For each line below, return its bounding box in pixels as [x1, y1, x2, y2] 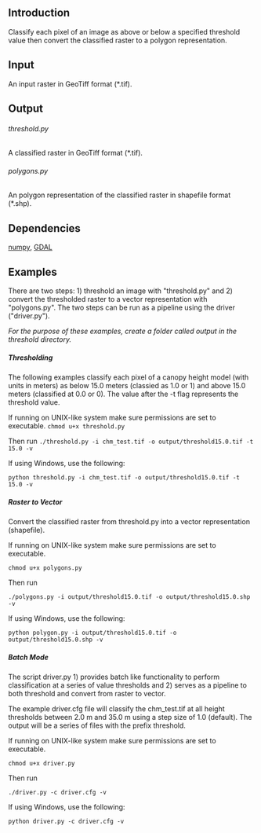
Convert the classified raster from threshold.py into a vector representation [8, 516, 251, 526]
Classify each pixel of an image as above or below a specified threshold [8, 27, 241, 36]
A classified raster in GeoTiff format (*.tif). [8, 149, 143, 158]
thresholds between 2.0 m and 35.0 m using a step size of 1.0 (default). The [8, 712, 252, 721]
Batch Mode [8, 652, 49, 662]
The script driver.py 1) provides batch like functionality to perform [8, 672, 220, 681]
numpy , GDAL [8, 243, 53, 252]
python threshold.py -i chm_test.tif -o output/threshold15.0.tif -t [8, 474, 241, 482]
